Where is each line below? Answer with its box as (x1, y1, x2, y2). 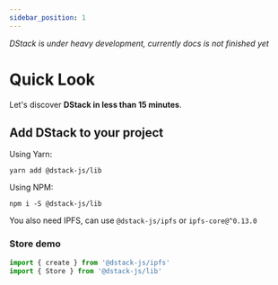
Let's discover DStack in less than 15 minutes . (9, 99, 182, 110)
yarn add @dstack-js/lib (9, 166, 102, 175)
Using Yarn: (9, 149, 53, 160)
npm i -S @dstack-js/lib (9, 200, 102, 209)
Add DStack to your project (9, 125, 164, 140)
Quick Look (9, 69, 96, 90)
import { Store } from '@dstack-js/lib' (9, 266, 163, 275)
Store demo (9, 237, 61, 250)
